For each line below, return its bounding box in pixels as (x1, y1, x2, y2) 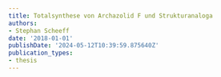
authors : (8, 19, 38, 27)
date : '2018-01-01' (8, 34, 74, 43)
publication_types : (8, 49, 74, 57)
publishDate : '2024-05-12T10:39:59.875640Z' (8, 42, 159, 50)
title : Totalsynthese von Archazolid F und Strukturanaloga (8, 11, 214, 20)
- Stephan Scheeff (8, 26, 70, 34)
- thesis (8, 57, 38, 65)
